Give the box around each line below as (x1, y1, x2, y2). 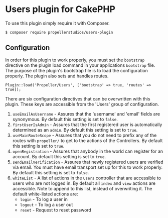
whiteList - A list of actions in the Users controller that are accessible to (12, 175, 161, 181)
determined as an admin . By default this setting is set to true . (12, 127, 138, 133)
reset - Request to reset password (20, 207, 92, 213)
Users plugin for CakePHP (5, 4, 115, 15)
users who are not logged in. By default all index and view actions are (12, 180, 156, 186)
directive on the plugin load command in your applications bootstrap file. (5, 62, 155, 68)
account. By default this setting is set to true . (12, 153, 106, 159)
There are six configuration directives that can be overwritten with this (5, 95, 150, 101)
